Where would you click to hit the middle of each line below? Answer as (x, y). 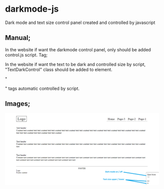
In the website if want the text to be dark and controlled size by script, (75, 64)
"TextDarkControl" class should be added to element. (59, 69)
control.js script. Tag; (26, 55)
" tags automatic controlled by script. (42, 88)
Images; (18, 104)
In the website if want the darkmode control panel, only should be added (78, 49)
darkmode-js (32, 9)
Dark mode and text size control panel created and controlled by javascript (80, 22)
